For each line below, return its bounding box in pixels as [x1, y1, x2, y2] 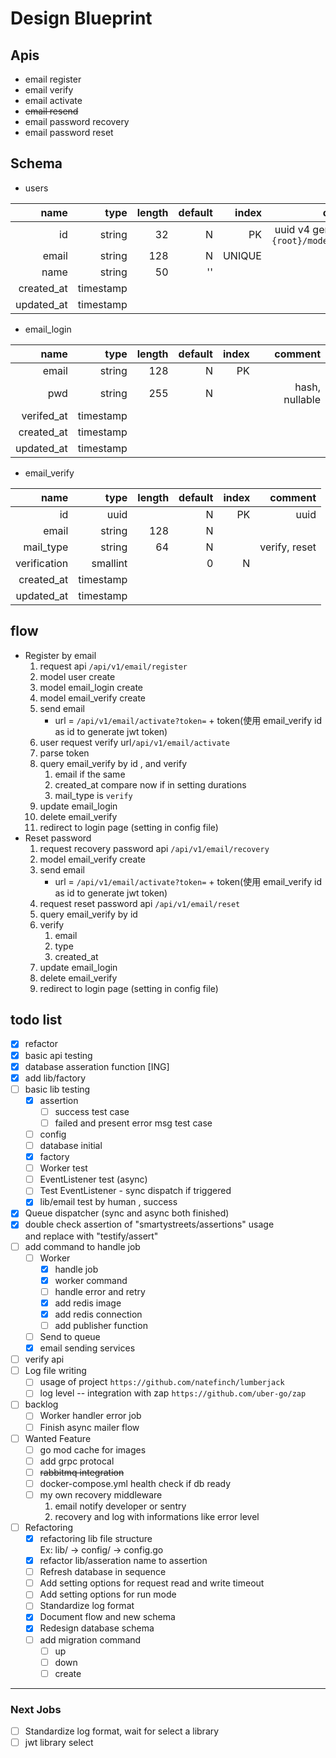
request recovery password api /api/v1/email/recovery [39, 842, 270, 854]
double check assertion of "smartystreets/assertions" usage [24, 1218, 275, 1231]
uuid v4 [274, 222, 311, 236]
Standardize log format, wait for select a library [24, 1725, 220, 1737]
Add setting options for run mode [39, 1588, 177, 1601]
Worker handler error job [39, 1410, 142, 1422]
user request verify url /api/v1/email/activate [39, 736, 230, 748]
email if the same [54, 768, 126, 780]
